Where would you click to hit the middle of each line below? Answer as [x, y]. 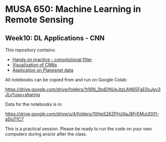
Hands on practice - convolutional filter [52, 60]
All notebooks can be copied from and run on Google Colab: [66, 80]
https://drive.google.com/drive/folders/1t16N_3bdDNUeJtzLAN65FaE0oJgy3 [83, 89]
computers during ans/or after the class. [46, 134]
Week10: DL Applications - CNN [55, 38]
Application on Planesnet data [43, 70]
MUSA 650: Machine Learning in [73, 9]
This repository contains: [30, 50]
